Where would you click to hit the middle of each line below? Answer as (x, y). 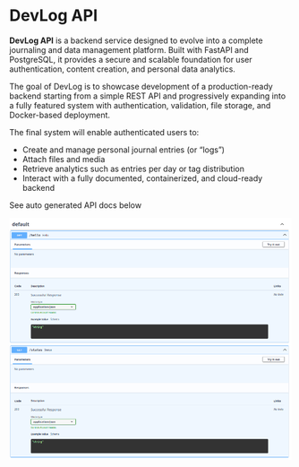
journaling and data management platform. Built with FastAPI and (129, 49)
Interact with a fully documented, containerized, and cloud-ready (142, 178)
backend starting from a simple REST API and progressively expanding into (148, 96)
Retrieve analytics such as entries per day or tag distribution (133, 169)
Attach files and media (64, 159)
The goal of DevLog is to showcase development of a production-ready (141, 86)
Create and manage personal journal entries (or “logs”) (124, 150)
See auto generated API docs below (75, 205)
